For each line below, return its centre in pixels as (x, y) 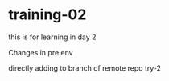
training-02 (47, 15)
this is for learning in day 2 (52, 37)
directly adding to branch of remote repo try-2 (85, 68)
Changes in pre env (41, 52)
